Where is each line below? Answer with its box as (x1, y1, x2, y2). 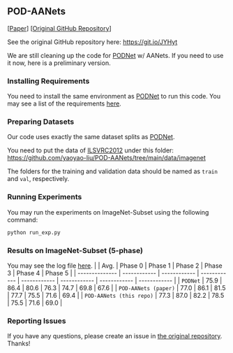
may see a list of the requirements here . (7, 99, 122, 108)
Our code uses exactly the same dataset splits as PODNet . (7, 133, 175, 141)
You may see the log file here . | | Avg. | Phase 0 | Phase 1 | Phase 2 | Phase (7, 261, 223, 270)
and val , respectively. (7, 175, 70, 183)
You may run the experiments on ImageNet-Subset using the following (7, 208, 209, 216)
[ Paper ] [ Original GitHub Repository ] (7, 24, 112, 32)
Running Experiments (7, 192, 82, 202)
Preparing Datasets (7, 117, 75, 127)
